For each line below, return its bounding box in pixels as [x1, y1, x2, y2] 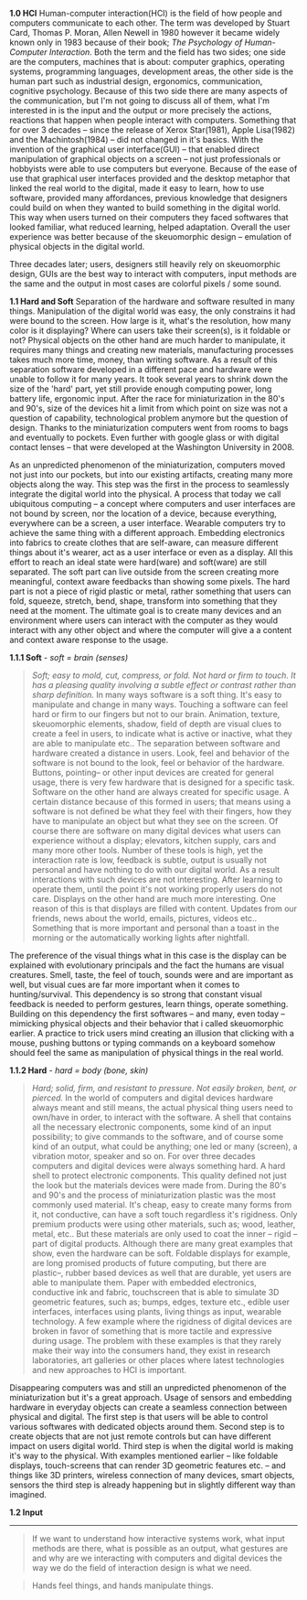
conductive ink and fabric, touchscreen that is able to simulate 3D [31, 1287, 280, 1297]
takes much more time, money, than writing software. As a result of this [9, 354, 278, 365]
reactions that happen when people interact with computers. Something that [9, 114, 297, 125]
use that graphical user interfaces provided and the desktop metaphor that [9, 173, 291, 184]
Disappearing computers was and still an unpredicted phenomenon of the [9, 1382, 287, 1393]
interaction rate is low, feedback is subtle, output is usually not [31, 854, 268, 865]
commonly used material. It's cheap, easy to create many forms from [31, 1199, 292, 1210]
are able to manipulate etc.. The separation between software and [31, 738, 281, 748]
